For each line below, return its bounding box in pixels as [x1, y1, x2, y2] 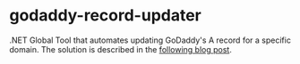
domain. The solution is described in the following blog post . [9, 44, 233, 54]
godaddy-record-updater [9, 5, 201, 26]
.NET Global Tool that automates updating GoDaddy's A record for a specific [9, 35, 291, 45]
